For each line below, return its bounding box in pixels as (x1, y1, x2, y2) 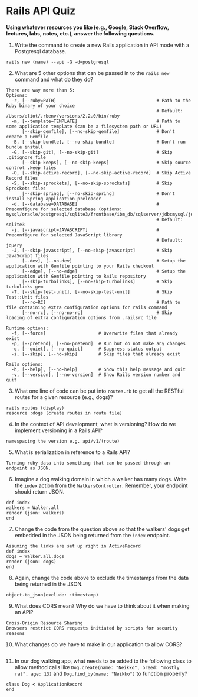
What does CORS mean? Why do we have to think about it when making (14, 602, 190, 610)
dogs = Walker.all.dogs (6, 553, 65, 559)
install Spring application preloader (6, 196, 101, 202)
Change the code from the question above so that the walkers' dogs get (14, 525, 190, 533)
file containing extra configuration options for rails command (6, 304, 167, 310)
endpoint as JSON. (6, 465, 51, 471)
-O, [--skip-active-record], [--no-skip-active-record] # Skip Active (11, 170, 192, 176)
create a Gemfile (6, 134, 49, 140)
